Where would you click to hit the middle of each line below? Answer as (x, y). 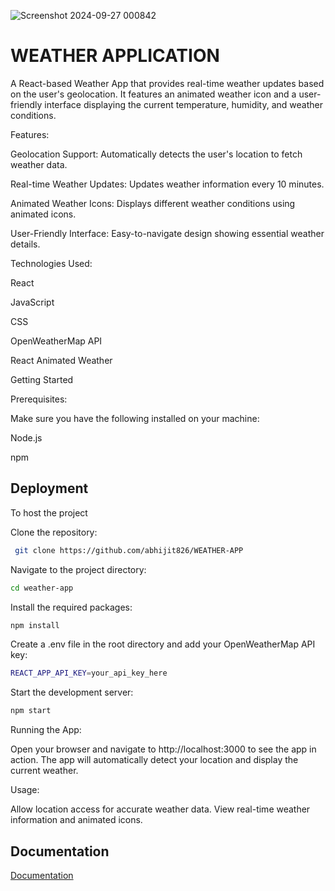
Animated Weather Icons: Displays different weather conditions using (153, 203)
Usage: (25, 790)
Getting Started (42, 379)
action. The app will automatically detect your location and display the (154, 760)
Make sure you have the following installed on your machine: (135, 418)
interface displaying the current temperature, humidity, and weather (183, 104)
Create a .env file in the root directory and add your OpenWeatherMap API (163, 644)
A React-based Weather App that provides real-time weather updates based (167, 83)
